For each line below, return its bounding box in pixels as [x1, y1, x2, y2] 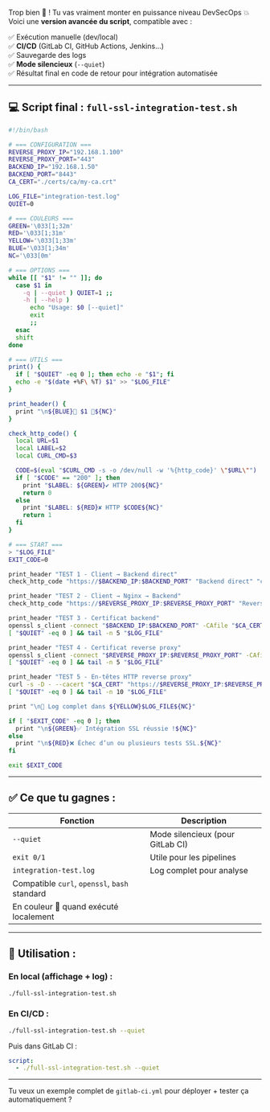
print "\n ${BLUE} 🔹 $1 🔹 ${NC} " [15, 407, 117, 416]
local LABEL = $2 [15, 445, 67, 453]
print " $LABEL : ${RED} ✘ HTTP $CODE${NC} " [22, 503, 163, 512]
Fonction [59, 815, 95, 826]
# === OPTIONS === [8, 266, 70, 274]
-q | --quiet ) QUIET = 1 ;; [22, 289, 113, 297]
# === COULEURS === [8, 214, 74, 223]
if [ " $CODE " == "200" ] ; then [15, 474, 121, 482]
